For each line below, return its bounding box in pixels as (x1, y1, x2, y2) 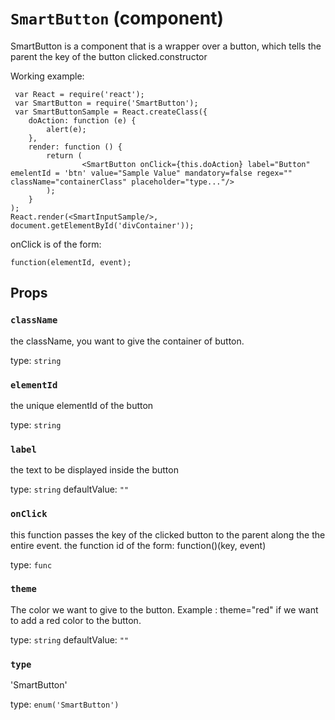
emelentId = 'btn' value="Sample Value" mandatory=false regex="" (10, 168, 293, 178)
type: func (10, 558, 53, 571)
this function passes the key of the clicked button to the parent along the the (10, 528, 326, 541)
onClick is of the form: (10, 238, 102, 250)
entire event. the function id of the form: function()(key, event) (10, 539, 267, 551)
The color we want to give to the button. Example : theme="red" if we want (10, 603, 319, 616)
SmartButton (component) (10, 7, 225, 30)
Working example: (10, 70, 85, 82)
